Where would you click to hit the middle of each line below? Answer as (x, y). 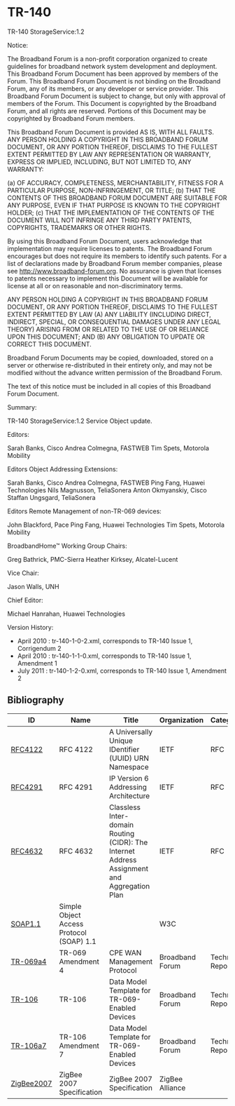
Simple (70, 906)
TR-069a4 (29, 962)
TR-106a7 (29, 1046)
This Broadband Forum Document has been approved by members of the (113, 74)
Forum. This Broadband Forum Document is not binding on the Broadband (114, 81)
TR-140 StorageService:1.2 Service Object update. (80, 421)
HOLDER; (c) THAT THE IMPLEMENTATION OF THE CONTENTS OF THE (111, 213)
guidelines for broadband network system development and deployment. (112, 66)
